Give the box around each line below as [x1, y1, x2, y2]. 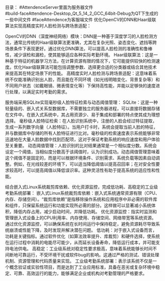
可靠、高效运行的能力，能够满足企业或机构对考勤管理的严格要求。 [13, 271, 147, 276]
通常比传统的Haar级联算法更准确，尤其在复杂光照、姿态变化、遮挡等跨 [13, 40, 157, 45]
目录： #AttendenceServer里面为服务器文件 [5, 4, 93, 10]
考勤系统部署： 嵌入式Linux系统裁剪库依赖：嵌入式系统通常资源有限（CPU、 [5, 190, 160, 196]
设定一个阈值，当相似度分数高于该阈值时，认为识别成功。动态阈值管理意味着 [5, 149, 160, 155]
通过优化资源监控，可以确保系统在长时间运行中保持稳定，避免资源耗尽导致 [5, 221, 156, 227]
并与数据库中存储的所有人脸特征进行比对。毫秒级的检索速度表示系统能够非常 [5, 130, 160, 136]
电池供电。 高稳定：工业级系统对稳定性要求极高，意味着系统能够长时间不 [9, 246, 157, 251]
